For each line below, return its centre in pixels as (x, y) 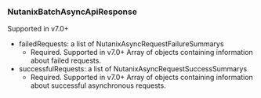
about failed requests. (65, 60)
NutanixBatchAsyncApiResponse (72, 12)
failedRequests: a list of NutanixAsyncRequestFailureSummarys (121, 44)
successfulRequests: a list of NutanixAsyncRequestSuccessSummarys (133, 69)
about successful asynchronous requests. (98, 85)
